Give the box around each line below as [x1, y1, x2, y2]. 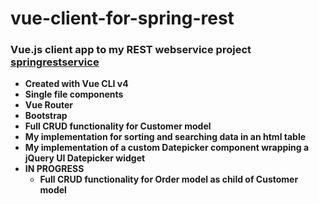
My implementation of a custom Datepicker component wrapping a [24, 142, 310, 154]
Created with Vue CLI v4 [24, 78, 129, 90]
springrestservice [10, 55, 100, 69]
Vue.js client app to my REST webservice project [10, 43, 252, 57]
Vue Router [24, 99, 73, 111]
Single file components [24, 88, 124, 101]
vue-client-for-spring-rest [10, 7, 235, 30]
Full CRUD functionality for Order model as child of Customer [39, 173, 299, 186]
